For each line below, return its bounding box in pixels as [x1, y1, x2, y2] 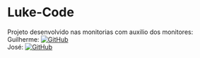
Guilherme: [7, 35, 40, 43]
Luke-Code [7, 4, 74, 21]
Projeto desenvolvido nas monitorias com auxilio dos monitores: [7, 28, 194, 36]
